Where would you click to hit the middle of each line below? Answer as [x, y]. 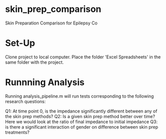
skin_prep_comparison [53, 9]
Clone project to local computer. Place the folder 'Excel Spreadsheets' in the [83, 57]
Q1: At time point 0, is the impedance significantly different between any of [81, 111]
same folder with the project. [34, 62]
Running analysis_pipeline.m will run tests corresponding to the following [80, 96]
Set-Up [20, 43]
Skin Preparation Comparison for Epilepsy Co [51, 23]
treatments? [17, 132]
